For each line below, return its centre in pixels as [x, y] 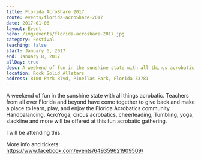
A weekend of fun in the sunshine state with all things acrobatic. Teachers [97, 96]
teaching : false [26, 46]
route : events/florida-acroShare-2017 [55, 17]
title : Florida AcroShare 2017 [45, 12]
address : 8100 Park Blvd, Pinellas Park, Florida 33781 [77, 79]
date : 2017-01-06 [28, 23]
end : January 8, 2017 [33, 56]
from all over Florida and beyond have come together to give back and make [100, 102]
